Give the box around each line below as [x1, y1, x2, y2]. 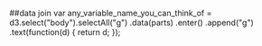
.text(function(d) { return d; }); [9, 27, 121, 37]
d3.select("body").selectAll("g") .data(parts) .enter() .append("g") [9, 17, 255, 28]
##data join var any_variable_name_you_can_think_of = [9, 8, 212, 18]
